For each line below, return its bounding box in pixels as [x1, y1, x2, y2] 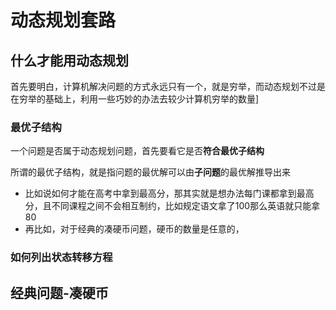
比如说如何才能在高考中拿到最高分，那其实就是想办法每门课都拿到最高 [24, 187, 315, 200]
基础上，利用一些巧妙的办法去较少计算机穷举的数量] [44, 93, 260, 105]
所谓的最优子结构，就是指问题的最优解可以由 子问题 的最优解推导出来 [10, 166, 291, 178]
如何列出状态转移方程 [10, 251, 113, 265]
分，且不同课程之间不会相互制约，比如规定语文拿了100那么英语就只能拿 [24, 200, 321, 212]
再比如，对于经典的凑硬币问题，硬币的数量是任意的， [24, 223, 245, 235]
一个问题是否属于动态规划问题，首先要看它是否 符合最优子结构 [10, 145, 265, 157]
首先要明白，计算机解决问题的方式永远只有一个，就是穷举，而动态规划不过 [10, 81, 317, 92]
